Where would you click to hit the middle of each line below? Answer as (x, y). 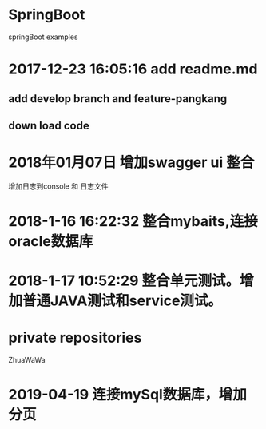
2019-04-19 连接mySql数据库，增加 (128, 395)
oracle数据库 (51, 242)
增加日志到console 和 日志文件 (58, 186)
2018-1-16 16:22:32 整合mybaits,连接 (133, 222)
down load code (49, 125)
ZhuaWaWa (27, 360)
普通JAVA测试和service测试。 (122, 301)
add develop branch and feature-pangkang (118, 99)
